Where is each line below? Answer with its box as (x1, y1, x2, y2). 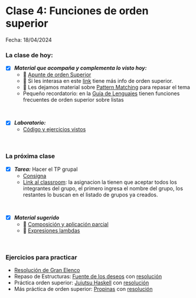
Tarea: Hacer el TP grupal (14, 166, 78, 173)
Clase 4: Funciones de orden (5, 4, 149, 18)
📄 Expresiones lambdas (22, 226, 80, 234)
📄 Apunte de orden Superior (22, 71, 92, 78)
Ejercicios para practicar (5, 253, 77, 261)
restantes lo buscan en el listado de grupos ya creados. (22, 191, 158, 198)
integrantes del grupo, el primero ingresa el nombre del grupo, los (22, 184, 184, 192)
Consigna (22, 172, 47, 179)
